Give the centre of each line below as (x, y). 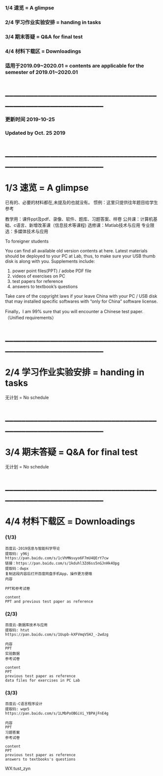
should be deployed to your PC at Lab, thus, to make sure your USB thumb (80, 256)
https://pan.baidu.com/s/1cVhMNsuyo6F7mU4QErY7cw (57, 558)
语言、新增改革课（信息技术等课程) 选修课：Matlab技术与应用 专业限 (85, 225)
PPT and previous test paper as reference (49, 601)
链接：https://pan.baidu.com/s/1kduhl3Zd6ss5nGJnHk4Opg (62, 563)
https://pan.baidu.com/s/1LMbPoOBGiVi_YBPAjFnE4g (57, 713)
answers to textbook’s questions (45, 286)
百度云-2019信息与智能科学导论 (33, 548)
